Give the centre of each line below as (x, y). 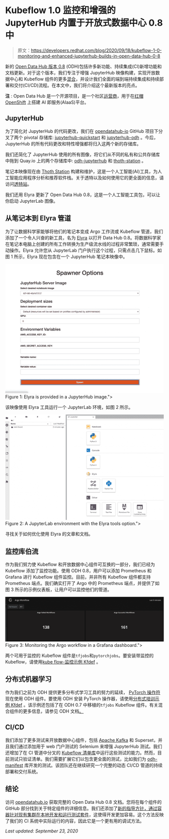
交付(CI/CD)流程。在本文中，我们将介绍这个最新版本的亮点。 (77, 85)
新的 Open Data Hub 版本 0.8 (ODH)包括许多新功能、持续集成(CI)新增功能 (81, 66)
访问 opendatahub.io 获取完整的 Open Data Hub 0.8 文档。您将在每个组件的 (83, 802)
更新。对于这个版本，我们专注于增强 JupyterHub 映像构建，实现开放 (85, 72)
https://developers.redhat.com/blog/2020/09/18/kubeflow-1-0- (96, 50)
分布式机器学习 (28, 679)
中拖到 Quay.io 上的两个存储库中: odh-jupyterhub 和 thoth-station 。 (76, 160)
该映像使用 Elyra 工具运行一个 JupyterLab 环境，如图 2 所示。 (69, 407)
